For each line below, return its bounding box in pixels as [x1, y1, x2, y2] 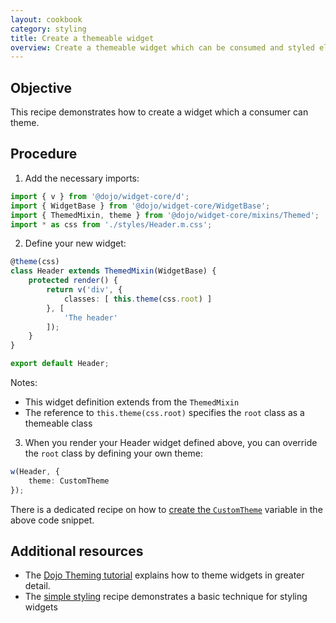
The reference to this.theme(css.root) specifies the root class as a [24, 407, 305, 418]
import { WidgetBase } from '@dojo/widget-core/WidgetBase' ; [10, 201, 271, 211]
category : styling [10, 24, 87, 34]
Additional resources [10, 543, 144, 560]
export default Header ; [10, 359, 110, 369]
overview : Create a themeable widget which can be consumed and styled [10, 42, 315, 53]
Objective [10, 79, 73, 96]
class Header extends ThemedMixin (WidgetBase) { [10, 266, 217, 276]
